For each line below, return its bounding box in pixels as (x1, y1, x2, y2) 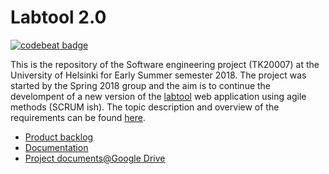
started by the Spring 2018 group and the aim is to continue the (10, 79, 272, 91)
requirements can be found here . (10, 111, 146, 123)
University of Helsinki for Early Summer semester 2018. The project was (10, 69, 307, 81)
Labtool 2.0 (10, 6, 107, 29)
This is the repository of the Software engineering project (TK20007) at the (10, 58, 320, 70)
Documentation (24, 141, 89, 153)
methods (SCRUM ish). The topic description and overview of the (10, 101, 280, 113)
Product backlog (24, 131, 94, 143)
